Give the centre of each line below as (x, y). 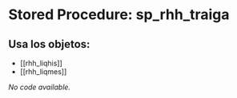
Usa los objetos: (49, 44)
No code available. (39, 87)
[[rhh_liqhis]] (41, 63)
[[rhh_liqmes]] (43, 72)
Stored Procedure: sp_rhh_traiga (119, 15)
